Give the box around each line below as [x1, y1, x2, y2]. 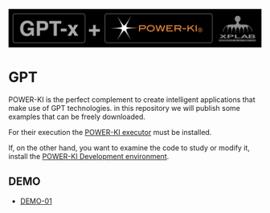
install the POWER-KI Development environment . [8, 151, 170, 161]
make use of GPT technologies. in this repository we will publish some [8, 103, 241, 113]
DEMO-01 [19, 196, 52, 206]
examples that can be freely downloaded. [8, 112, 146, 121]
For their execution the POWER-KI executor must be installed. [8, 127, 212, 137]
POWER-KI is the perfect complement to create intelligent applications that [8, 94, 256, 104]
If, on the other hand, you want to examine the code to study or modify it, [8, 142, 251, 153]
